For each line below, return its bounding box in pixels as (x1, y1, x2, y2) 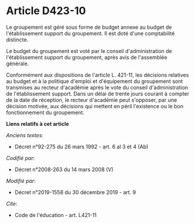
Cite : (6, 200, 18, 207)
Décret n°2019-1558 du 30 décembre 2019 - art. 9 (14, 188, 136, 195)
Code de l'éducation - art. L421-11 (14, 211, 97, 218)
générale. (6, 60, 29, 67)
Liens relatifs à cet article (6, 120, 69, 127)
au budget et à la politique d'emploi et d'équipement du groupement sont (6, 78, 183, 85)
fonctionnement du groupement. (6, 109, 85, 116)
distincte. (6, 36, 29, 43)
